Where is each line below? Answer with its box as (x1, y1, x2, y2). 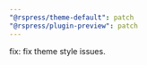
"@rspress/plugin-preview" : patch (9, 21, 139, 30)
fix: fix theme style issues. (9, 45, 106, 56)
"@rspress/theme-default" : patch (9, 12, 134, 22)
